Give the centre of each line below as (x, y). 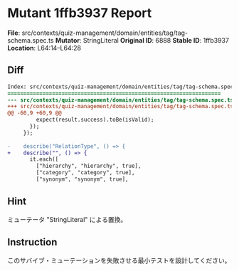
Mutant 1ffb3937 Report (80, 13)
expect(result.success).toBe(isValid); (95, 120)
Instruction (32, 242)
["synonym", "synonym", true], (83, 179)
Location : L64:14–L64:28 (44, 48)
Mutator (68, 40)
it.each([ (44, 159)
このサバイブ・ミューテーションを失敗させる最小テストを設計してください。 (119, 260)
